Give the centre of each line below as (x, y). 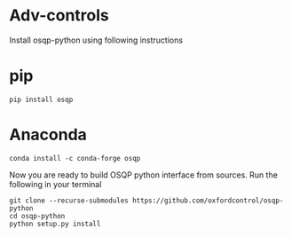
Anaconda (48, 135)
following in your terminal (55, 184)
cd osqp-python (37, 216)
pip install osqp (41, 99)
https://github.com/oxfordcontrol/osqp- (208, 201)
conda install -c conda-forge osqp (75, 158)
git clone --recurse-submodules (69, 201)
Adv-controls (59, 16)
